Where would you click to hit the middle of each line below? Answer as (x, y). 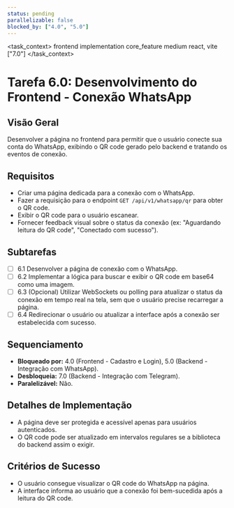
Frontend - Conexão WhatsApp (100, 97)
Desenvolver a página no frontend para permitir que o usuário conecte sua (115, 140)
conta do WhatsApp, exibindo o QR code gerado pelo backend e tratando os (117, 147)
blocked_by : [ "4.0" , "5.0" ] (48, 27)
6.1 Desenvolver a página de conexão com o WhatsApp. (97, 269)
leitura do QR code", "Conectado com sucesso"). (88, 230)
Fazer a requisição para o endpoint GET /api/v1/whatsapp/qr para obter (120, 200)
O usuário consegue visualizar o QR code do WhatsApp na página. (113, 483)
